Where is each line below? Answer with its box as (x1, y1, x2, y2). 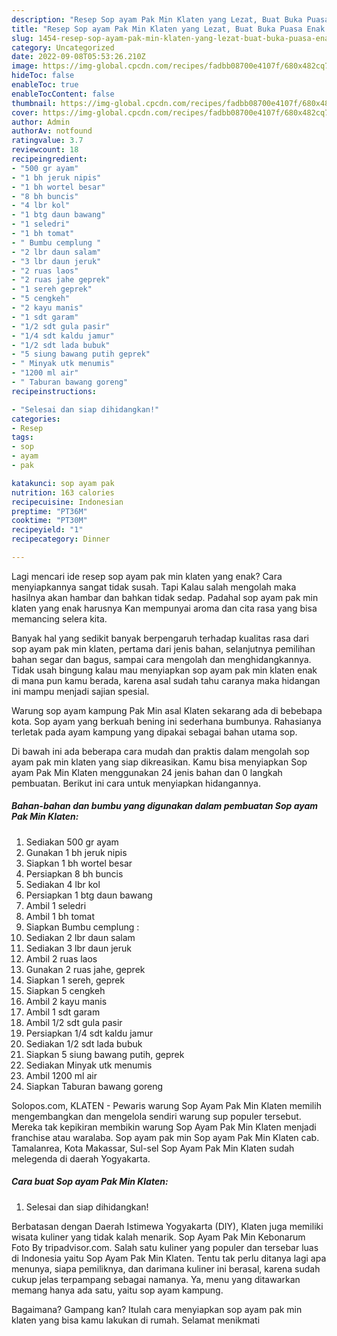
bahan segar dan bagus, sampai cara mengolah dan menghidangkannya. (11, 653, 312, 665)
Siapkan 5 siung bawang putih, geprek (25, 1048, 185, 1060)
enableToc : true (11, 80, 79, 90)
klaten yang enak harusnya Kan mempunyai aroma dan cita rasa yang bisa (11, 602, 318, 614)
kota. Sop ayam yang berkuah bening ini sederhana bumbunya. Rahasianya (11, 715, 322, 727)
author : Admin (11, 117, 71, 127)
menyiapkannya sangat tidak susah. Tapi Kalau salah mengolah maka (11, 581, 297, 593)
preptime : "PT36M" (11, 506, 88, 516)
